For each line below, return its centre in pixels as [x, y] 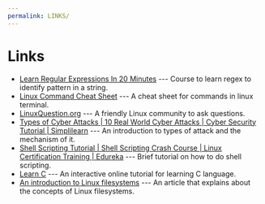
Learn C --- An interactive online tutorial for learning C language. [128, 174]
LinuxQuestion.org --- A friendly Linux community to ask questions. [132, 113]
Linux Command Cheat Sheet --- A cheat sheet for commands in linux [136, 96]
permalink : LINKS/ [38, 16]
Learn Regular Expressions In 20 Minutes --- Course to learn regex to [135, 79]
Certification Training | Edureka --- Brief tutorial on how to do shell [130, 156]
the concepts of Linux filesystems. [77, 191]
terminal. [34, 104]
